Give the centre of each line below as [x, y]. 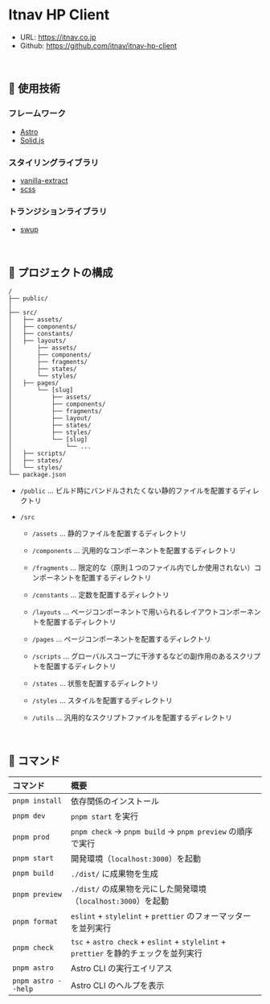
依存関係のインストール [115, 801]
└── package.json [37, 475]
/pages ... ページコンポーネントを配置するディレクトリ [121, 639]
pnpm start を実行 [105, 816]
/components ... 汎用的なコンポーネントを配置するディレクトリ [134, 551]
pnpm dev [29, 816]
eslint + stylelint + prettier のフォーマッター [161, 915]
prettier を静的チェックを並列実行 [137, 953]
